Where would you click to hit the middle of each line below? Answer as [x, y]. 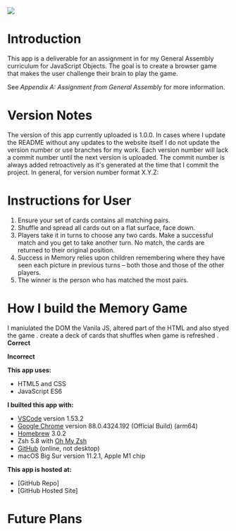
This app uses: [29, 370]
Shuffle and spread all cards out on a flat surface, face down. [106, 227]
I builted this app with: [41, 404]
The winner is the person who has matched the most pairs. [103, 280]
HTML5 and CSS [42, 383]
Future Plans [45, 519]
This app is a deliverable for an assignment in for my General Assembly [111, 58]
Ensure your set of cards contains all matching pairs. [94, 220]
